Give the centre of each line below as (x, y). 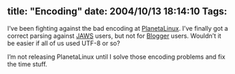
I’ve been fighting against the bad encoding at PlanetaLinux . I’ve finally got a (118, 28)
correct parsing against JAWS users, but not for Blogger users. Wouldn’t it (114, 36)
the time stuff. (27, 64)
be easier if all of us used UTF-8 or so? (64, 43)
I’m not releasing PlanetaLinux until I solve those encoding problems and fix (116, 57)
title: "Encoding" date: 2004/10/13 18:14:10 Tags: (117, 12)
